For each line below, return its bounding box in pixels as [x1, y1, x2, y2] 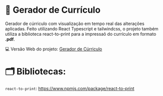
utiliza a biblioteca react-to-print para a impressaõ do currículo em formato [5, 31, 157, 37]
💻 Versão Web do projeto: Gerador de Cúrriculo [5, 46, 102, 52]
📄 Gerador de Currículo [5, 4, 101, 16]
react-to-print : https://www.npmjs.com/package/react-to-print [5, 85, 135, 91]
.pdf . [5, 36, 15, 42]
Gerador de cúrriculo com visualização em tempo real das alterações [5, 21, 144, 26]
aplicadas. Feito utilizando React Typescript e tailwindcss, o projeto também [5, 25, 159, 31]
